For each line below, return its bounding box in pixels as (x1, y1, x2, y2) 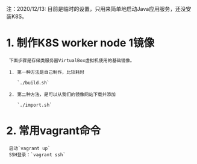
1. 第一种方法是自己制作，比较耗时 (8, 69, 85, 75)
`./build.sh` (17, 80, 50, 86)
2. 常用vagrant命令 (6, 124, 101, 137)
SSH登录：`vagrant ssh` (8, 151, 66, 158)
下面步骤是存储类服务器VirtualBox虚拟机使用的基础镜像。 (8, 57, 135, 63)
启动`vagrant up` (8, 145, 51, 151)
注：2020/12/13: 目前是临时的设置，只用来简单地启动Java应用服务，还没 (6, 5, 186, 12)
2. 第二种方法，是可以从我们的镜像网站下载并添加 (8, 91, 116, 98)
